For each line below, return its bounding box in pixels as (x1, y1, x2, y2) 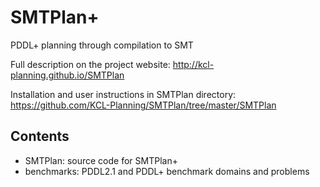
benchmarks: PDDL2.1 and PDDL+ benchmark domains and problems (24, 165, 310, 177)
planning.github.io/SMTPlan (10, 69, 125, 81)
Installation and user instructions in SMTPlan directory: (10, 88, 237, 100)
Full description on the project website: (10, 58, 171, 70)
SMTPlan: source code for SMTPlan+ (24, 154, 178, 166)
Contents (10, 128, 70, 145)
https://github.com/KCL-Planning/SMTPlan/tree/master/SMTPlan (10, 99, 277, 111)
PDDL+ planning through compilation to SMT (10, 39, 194, 51)
